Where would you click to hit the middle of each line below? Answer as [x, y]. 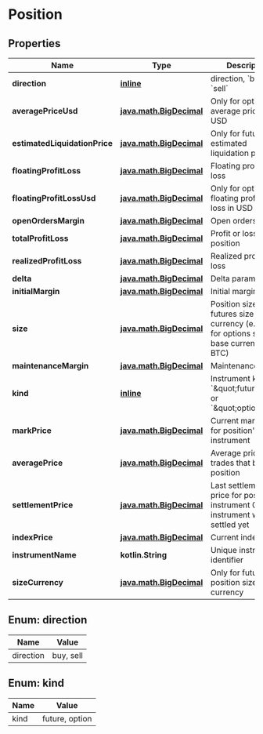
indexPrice [32, 537]
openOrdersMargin [48, 221]
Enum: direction [48, 620]
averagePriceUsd [45, 111]
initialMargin [36, 291]
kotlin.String [144, 555]
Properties [34, 44]
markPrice [32, 431]
